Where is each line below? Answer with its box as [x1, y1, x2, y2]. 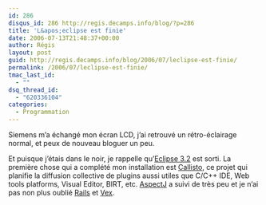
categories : [8, 101, 48, 108]
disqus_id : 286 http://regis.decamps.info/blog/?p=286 [8, 19, 195, 27]
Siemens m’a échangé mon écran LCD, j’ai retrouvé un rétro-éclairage [8, 130, 237, 140]
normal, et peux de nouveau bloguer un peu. [8, 139, 155, 148]
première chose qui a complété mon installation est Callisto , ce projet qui [8, 163, 248, 171]
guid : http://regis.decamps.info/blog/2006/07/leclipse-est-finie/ [8, 57, 238, 65]
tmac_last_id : [8, 71, 56, 79]
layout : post [8, 49, 52, 57]
